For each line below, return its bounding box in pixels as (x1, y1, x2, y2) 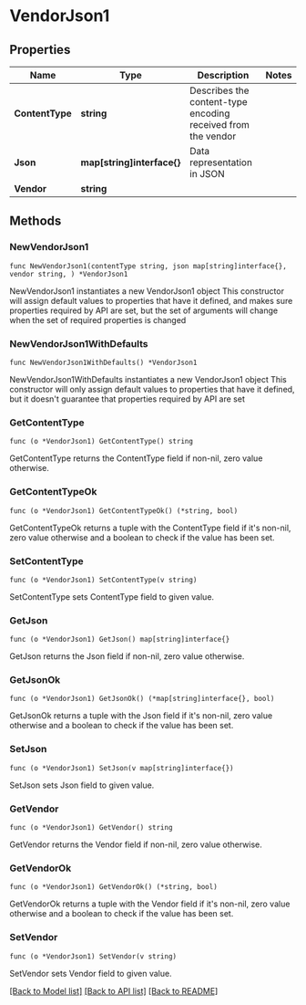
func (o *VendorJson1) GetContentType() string (9, 437, 194, 446)
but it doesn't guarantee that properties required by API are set (9, 393, 246, 404)
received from (189, 119, 250, 131)
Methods (9, 214, 62, 229)
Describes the (189, 84, 250, 97)
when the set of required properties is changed (9, 314, 187, 325)
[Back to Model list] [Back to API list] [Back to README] (9, 985, 219, 996)
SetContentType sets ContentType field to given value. (9, 591, 215, 602)
